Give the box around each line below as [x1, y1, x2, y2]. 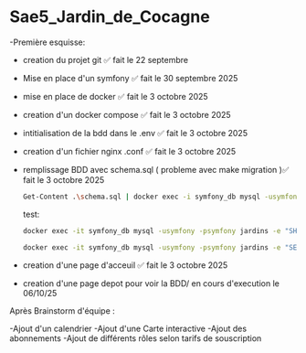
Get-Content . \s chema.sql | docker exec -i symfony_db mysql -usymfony [22, 192, 301, 201]
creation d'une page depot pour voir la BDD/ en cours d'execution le [22, 277, 280, 289]
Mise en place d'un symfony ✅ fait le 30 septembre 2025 [22, 72, 238, 83]
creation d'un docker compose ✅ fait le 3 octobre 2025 [22, 109, 231, 120]
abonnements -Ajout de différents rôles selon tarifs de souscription [9, 332, 262, 344]
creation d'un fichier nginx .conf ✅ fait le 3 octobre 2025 [22, 145, 237, 156]
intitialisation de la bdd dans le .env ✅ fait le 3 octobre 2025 [22, 127, 248, 138]
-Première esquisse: [9, 37, 86, 48]
